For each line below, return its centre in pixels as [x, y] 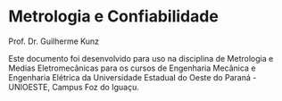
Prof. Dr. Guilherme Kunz [54, 41]
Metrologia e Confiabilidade [114, 17]
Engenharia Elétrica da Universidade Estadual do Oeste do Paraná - [133, 77]
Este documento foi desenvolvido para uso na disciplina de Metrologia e [141, 58]
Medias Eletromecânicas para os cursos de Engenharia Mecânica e [132, 68]
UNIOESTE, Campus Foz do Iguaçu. [74, 87]
